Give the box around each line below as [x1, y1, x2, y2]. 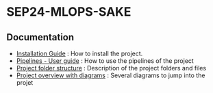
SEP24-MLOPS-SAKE [6, 4, 131, 20]
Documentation [6, 31, 75, 43]
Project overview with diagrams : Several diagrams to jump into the [16, 71, 205, 79]
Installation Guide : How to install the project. [16, 49, 143, 57]
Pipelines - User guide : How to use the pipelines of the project [16, 57, 195, 65]
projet [16, 79, 34, 86]
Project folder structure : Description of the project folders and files [16, 64, 207, 72]
